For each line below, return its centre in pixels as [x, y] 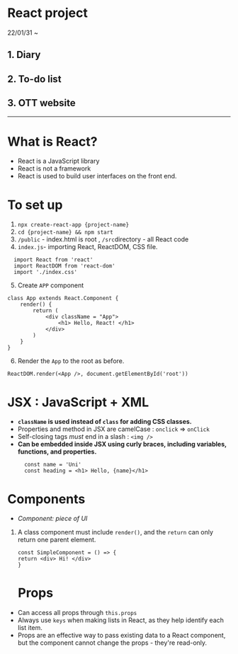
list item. [30, 628]
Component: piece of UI [52, 519]
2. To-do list [34, 79]
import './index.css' [46, 272]
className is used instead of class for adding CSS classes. [105, 422]
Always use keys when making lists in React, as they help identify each [121, 620]
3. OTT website [41, 103]
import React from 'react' [53, 260]
